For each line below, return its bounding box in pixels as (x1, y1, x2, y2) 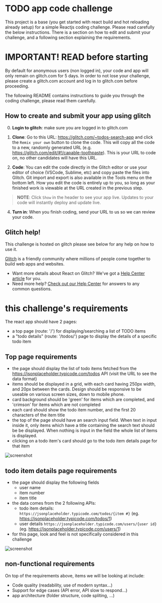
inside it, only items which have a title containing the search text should (12, 423, 155, 428)
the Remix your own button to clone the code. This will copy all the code (12, 139, 155, 145)
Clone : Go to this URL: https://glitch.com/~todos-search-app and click (12, 134, 153, 140)
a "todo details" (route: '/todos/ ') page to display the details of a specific (12, 334, 157, 339)
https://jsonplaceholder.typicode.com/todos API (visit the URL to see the (12, 371, 157, 377)
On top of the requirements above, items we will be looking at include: (5, 572, 145, 579)
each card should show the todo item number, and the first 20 (12, 407, 136, 413)
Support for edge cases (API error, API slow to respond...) (12, 587, 128, 593)
